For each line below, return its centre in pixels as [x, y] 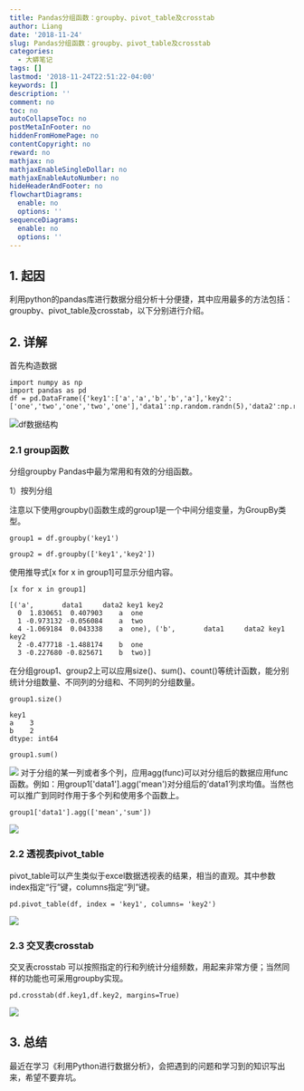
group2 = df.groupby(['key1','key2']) [82, 555]
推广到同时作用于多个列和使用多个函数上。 [104, 796]
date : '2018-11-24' [46, 34]
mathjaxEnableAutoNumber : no [64, 178]
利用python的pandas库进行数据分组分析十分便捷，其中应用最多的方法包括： [151, 299]
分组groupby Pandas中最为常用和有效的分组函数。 [103, 471]
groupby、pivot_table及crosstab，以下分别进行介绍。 [109, 311]
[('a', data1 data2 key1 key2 [87, 605]
